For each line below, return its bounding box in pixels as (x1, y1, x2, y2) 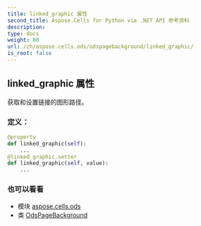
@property (7, 133, 37, 141)
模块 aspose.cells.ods (17, 202, 81, 210)
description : (7, 23, 46, 30)
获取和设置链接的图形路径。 (7, 97, 88, 106)
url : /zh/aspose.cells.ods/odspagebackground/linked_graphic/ (7, 43, 194, 50)
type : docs (7, 30, 39, 37)
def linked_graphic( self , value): (7, 160, 109, 167)
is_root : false (7, 50, 52, 57)
